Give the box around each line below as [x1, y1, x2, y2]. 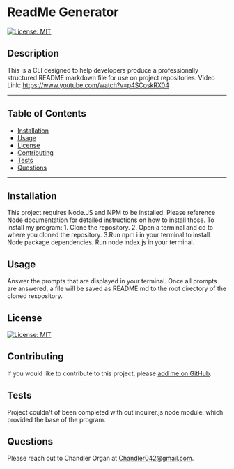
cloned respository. [7, 292, 63, 300]
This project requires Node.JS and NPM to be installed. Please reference [7, 209, 216, 217]
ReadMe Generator [7, 4, 119, 20]
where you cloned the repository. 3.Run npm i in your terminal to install [7, 231, 210, 239]
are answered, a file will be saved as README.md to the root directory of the [7, 284, 227, 293]
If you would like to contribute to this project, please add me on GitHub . [7, 369, 212, 378]
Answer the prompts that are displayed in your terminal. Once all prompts [7, 277, 217, 285]
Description [7, 47, 59, 59]
